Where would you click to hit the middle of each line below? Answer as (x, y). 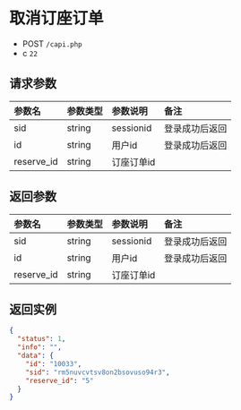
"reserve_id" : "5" (60, 380)
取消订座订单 (57, 18)
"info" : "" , (40, 347)
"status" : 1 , (42, 339)
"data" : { (35, 355)
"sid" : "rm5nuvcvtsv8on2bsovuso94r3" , (98, 372)
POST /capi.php (52, 43)
